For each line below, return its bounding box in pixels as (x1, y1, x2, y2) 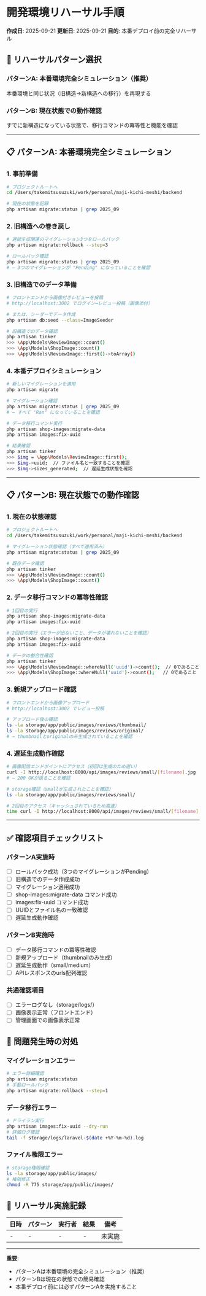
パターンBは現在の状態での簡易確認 (15, 1275, 105, 1283)
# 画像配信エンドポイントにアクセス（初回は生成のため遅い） (6, 764, 140, 770)
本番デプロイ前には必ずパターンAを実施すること (15, 1283, 137, 1290)
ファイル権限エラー (6, 1150, 63, 1159)
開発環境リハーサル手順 (6, 6, 124, 20)
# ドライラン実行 (6, 1117, 44, 1123)
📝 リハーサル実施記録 (6, 1200, 86, 1211)
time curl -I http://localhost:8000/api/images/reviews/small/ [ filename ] (6, 809, 199, 815)
